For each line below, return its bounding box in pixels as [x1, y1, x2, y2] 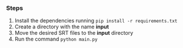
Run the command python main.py [14, 36, 98, 43]
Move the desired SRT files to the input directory [14, 29, 134, 36]
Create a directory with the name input [14, 23, 109, 30]
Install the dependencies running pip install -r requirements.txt [14, 17, 178, 24]
